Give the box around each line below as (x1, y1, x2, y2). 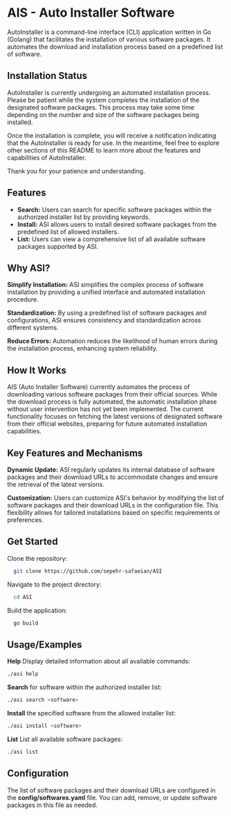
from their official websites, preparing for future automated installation (7, 419, 207, 428)
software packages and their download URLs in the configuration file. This (7, 501, 219, 509)
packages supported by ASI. (17, 242, 99, 250)
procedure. (7, 295, 39, 304)
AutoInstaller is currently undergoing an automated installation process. (7, 88, 211, 96)
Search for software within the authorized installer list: (7, 683, 163, 691)
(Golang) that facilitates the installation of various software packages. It (7, 35, 211, 43)
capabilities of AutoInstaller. (7, 153, 86, 162)
